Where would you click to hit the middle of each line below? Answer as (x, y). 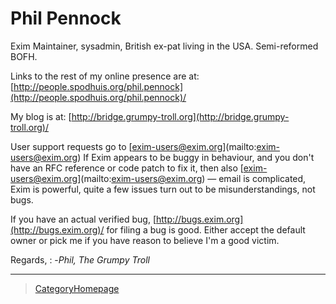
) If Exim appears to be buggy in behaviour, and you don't (196, 157)
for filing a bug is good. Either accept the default (206, 229)
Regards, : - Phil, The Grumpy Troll (80, 259)
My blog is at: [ (41, 116)
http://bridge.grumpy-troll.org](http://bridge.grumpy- (180, 116)
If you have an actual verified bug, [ (83, 219)
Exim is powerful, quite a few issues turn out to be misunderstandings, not (163, 189)
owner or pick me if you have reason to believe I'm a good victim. (145, 240)
